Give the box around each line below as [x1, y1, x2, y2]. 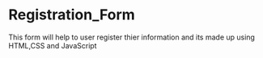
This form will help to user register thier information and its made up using [8, 32, 255, 42]
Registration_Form [8, 6, 135, 24]
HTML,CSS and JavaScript [8, 40, 97, 50]
